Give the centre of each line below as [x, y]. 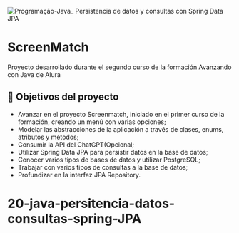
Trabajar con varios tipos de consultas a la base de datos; [103, 167]
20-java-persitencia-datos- [91, 203]
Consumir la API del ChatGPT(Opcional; [76, 144]
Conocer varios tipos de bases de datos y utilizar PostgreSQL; [109, 160]
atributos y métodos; [48, 137]
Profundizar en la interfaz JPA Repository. [79, 175]
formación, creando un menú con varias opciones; [92, 122]
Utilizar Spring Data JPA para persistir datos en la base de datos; [113, 152]
